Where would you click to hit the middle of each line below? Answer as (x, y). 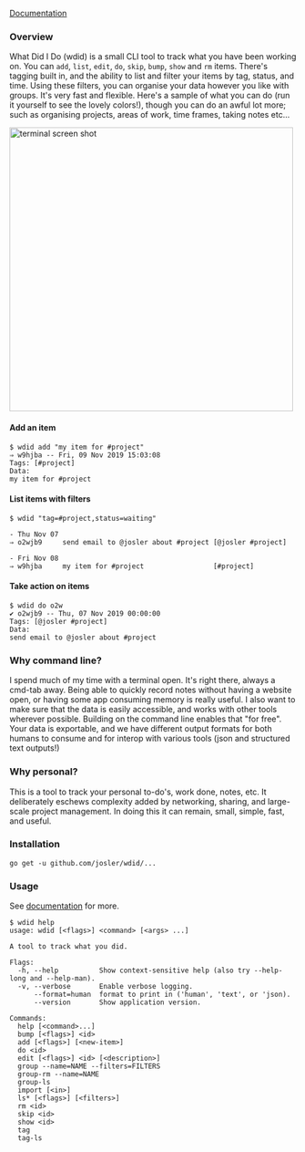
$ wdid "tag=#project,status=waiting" (83, 518)
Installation (35, 845)
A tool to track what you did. (69, 947)
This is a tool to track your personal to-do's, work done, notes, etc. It (138, 792)
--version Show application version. (117, 1002)
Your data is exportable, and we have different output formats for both (141, 729)
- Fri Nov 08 (34, 558)
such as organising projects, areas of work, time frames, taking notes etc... (150, 115)
